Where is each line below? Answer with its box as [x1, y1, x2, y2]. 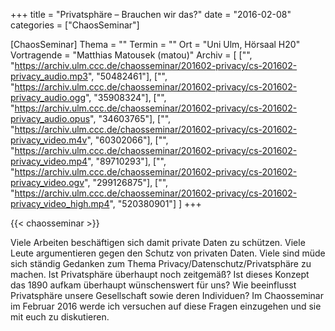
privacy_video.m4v [10, 134, 88, 146]
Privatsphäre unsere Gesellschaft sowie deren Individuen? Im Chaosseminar [10, 290, 324, 301]
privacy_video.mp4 [10, 155, 88, 167]
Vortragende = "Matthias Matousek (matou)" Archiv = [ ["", [10, 49, 253, 61]
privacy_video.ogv [10, 177, 85, 188]
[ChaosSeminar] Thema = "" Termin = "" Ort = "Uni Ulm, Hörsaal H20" [10, 39, 301, 50]
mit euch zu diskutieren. [10, 311, 110, 323]
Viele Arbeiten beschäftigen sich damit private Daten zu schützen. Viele [10, 237, 306, 248]
